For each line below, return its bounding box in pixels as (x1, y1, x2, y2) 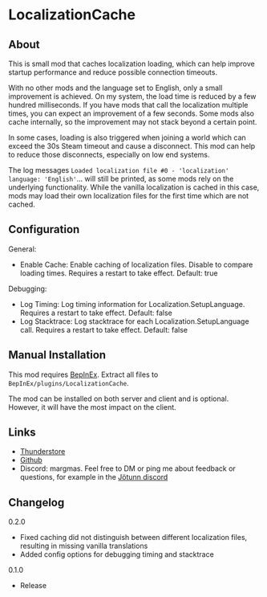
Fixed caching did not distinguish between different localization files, (19, 533, 248, 542)
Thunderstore (19, 447, 66, 456)
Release (19, 581, 47, 591)
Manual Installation (8, 348, 107, 362)
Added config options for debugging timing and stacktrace (19, 550, 214, 559)
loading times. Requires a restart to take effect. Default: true (19, 268, 218, 278)
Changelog (8, 496, 65, 509)
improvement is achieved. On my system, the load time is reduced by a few (8, 92, 257, 101)
